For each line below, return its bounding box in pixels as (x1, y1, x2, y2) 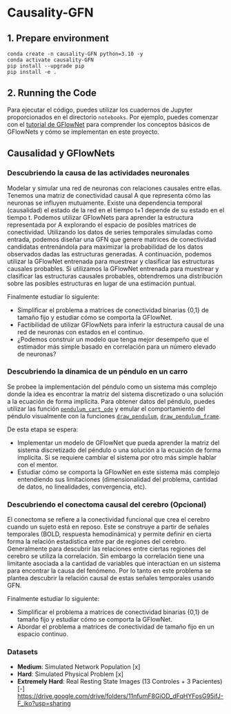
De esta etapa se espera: (7, 425, 79, 433)
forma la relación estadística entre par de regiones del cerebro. (7, 538, 187, 546)
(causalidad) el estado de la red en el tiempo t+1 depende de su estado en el (7, 205, 225, 214)
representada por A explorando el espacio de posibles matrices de (7, 221, 197, 229)
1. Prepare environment (7, 32, 109, 44)
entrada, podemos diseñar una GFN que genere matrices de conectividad (7, 235, 217, 243)
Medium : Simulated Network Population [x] (17, 663, 141, 671)
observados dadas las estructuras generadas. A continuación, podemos (7, 249, 212, 258)
